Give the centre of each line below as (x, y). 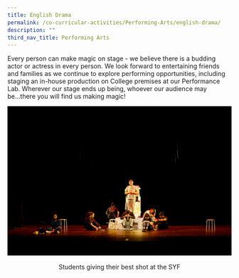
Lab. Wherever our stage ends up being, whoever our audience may (107, 89)
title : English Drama (39, 15)
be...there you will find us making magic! (67, 97)
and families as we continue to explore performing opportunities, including (116, 74)
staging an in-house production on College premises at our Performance (114, 81)
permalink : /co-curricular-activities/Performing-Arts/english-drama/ (114, 22)
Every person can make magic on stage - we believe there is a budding (112, 59)
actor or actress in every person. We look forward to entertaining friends (113, 66)
